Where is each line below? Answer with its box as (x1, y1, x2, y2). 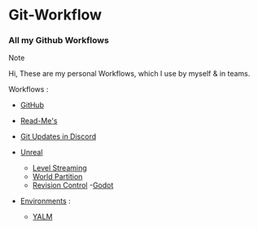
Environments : (20, 197, 71, 206)
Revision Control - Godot (32, 180, 114, 190)
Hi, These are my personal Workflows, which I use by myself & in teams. (8, 69, 251, 79)
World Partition (32, 172, 83, 182)
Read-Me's (20, 116, 58, 126)
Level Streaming (32, 163, 87, 173)
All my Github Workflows (8, 35, 110, 46)
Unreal (20, 148, 43, 158)
